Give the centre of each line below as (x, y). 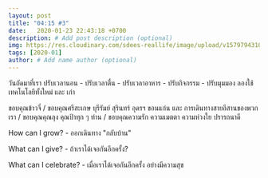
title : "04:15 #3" (39, 23)
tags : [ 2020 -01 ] (35, 53)
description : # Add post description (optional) (91, 38)
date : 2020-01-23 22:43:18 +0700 (67, 30)
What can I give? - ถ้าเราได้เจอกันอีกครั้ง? (69, 148)
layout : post (30, 16)
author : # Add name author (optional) (73, 61)
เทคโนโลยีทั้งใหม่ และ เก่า (42, 92)
